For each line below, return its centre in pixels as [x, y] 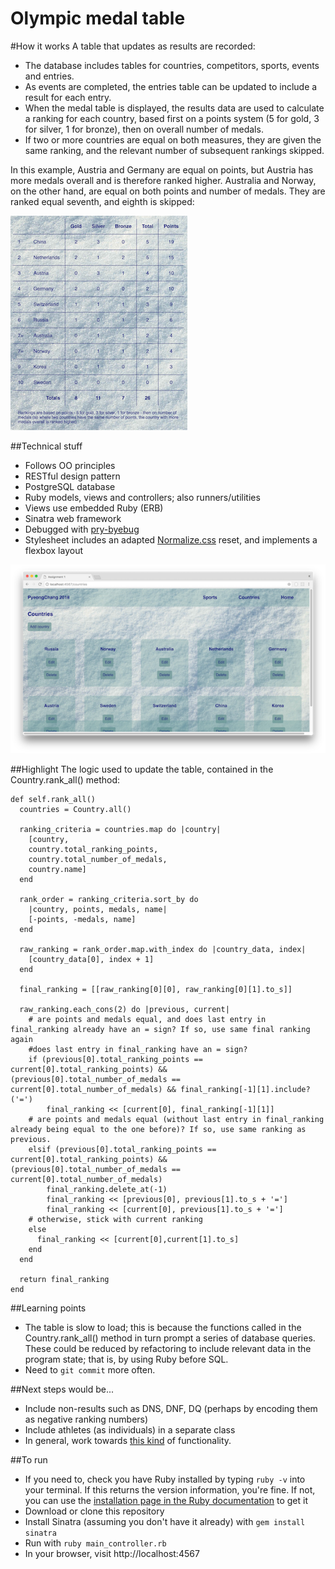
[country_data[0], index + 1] [91, 959]
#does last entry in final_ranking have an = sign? [138, 1049]
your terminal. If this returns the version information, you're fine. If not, [170, 1489]
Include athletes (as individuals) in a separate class [130, 1429]
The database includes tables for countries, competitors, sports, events [172, 65]
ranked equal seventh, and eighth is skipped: [102, 201]
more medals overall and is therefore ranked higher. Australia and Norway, [163, 180]
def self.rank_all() [53, 799]
